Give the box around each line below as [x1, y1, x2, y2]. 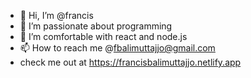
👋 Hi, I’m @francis [19, 10, 94, 21]
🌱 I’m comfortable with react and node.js [19, 31, 188, 42]
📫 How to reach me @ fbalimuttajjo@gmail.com [19, 42, 216, 54]
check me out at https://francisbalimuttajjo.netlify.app [19, 56, 242, 68]
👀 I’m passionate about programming [19, 20, 173, 32]
